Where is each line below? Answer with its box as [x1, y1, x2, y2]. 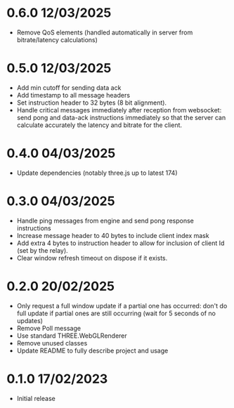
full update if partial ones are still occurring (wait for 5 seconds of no [16, 309, 216, 317]
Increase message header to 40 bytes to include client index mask [16, 231, 209, 239]
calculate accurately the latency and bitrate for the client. [16, 121, 183, 129]
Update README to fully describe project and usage [16, 346, 169, 355]
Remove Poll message [16, 324, 82, 332]
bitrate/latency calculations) [16, 35, 98, 44]
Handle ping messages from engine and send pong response [16, 216, 195, 225]
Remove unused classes [16, 338, 88, 347]
